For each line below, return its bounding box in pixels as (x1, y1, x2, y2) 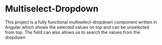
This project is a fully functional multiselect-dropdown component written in (5, 19, 157, 25)
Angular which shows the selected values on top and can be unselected (5, 24, 149, 30)
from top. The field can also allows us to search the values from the (5, 29, 140, 35)
